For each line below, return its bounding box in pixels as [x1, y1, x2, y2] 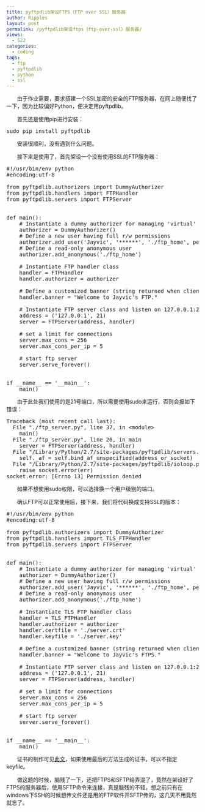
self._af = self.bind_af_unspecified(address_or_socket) [19, 454, 193, 462]
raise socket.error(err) [19, 467, 93, 474]
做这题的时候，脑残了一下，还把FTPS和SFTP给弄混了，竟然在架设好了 [17, 776, 194, 784]
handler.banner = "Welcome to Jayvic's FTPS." [19, 652, 161, 658]
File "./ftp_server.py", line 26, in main [12, 436, 142, 443]
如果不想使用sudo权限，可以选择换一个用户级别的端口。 [17, 485, 158, 493]
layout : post [6, 20, 40, 26]
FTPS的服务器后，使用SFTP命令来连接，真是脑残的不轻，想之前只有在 [6, 784, 183, 791]
